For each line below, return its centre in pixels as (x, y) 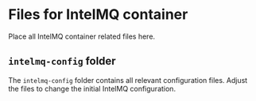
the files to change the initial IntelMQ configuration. (92, 88)
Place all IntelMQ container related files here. (82, 36)
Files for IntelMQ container (98, 15)
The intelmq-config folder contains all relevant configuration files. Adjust (128, 80)
